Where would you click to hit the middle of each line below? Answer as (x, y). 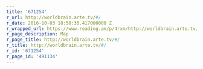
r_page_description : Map (37, 34)
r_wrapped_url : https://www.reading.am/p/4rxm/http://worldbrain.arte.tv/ (102, 28)
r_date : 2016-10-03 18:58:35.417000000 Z (59, 23)
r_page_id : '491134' (32, 56)
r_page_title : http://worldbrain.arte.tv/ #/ (63, 40)
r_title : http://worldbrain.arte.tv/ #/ (56, 46)
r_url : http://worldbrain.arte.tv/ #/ (54, 17)
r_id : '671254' (25, 51)
